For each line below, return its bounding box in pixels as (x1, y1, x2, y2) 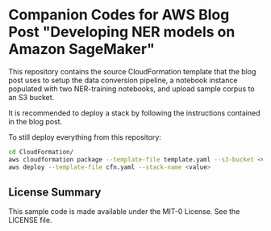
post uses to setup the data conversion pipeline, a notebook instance (8, 75, 238, 85)
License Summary (8, 185, 102, 199)
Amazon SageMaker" (8, 40, 155, 58)
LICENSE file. (8, 216, 52, 225)
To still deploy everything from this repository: (8, 132, 161, 142)
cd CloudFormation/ (8, 148, 74, 156)
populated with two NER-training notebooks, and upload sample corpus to (8, 83, 256, 94)
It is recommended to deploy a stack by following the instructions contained (8, 107, 261, 118)
